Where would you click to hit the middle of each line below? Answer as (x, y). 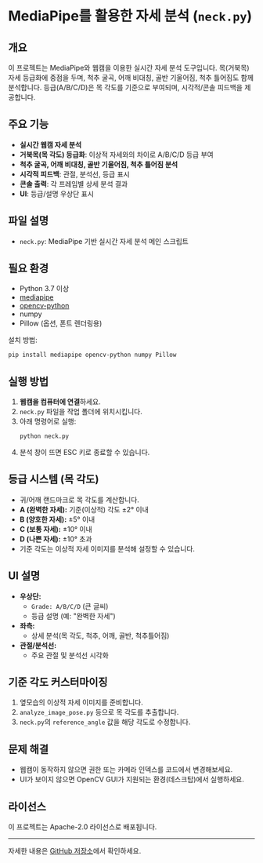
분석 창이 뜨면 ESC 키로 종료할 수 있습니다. (85, 452)
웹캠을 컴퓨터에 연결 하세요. (60, 402)
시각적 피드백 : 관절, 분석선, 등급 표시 (75, 174)
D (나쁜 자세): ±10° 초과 (56, 539)
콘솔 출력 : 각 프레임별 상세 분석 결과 (74, 184)
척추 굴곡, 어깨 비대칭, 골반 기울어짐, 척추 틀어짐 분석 (99, 164)
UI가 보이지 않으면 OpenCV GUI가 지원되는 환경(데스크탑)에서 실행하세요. (132, 779)
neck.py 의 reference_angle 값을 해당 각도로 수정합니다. (105, 722)
